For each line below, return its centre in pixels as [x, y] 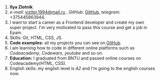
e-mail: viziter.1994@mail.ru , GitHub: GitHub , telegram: [65, 12]
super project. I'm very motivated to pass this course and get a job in [78, 27]
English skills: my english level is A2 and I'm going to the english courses [82, 68]
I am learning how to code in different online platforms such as [72, 48]
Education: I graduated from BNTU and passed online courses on [75, 58]
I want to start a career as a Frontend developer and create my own [77, 22]
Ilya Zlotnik [21, 7]
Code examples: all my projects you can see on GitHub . [65, 43]
